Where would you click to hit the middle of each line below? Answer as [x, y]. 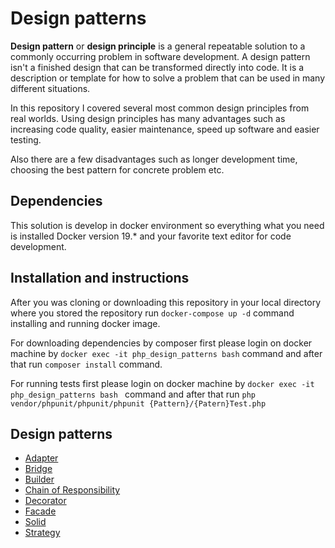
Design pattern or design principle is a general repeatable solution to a [158, 46]
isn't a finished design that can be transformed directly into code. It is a [157, 67]
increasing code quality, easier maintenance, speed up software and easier [165, 129]
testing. [26, 139]
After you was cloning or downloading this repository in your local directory [166, 302]
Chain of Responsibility [72, 490]
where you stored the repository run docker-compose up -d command [152, 313]
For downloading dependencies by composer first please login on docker [161, 343]
